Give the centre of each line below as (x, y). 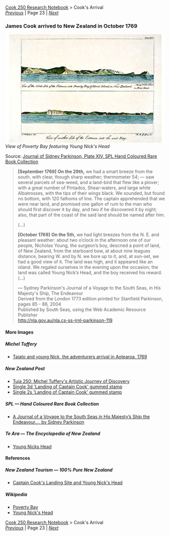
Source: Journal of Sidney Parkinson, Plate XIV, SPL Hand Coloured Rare (81, 156)
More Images (20, 332)
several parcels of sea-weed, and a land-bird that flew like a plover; (88, 183)
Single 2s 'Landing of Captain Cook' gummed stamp (67, 392)
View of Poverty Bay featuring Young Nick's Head (58, 146)
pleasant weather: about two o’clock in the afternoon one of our (84, 240)
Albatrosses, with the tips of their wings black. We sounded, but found (91, 193)
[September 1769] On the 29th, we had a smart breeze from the (85, 172)
